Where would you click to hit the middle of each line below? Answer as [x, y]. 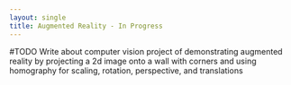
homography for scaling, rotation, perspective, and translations [126, 70]
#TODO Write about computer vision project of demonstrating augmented [146, 51]
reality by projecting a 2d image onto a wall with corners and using [133, 61]
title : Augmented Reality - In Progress [86, 26]
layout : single [38, 17]
